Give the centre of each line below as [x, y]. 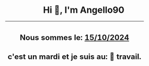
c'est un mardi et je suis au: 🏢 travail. [74, 57]
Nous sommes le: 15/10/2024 [74, 37]
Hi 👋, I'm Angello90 [84, 10]
